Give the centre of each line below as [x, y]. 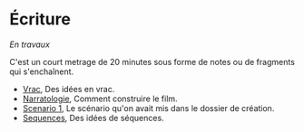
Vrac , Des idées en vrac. [69, 89]
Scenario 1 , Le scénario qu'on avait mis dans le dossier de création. [148, 108]
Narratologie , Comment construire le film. [100, 99]
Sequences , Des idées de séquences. [93, 118]
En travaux [29, 44]
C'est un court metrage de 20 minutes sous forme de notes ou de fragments [152, 61]
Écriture [40, 19]
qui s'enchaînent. [42, 71]
